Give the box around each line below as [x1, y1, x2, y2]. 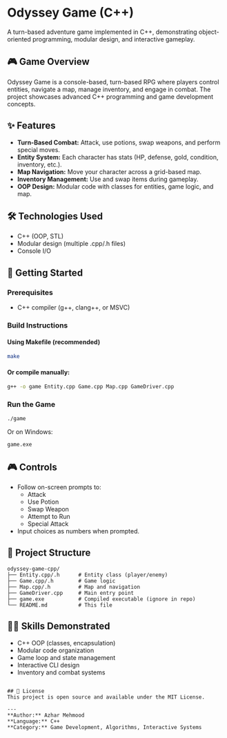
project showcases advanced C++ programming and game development [7, 92, 214, 101]
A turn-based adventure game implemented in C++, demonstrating [7, 28, 198, 36]
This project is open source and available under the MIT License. [7, 693, 206, 701]
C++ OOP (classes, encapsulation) [17, 638, 116, 647]
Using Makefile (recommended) [7, 337, 101, 346]
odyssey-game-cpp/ [7, 565, 60, 572]
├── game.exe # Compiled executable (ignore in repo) [7, 596, 196, 603]
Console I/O [17, 247, 52, 255]
